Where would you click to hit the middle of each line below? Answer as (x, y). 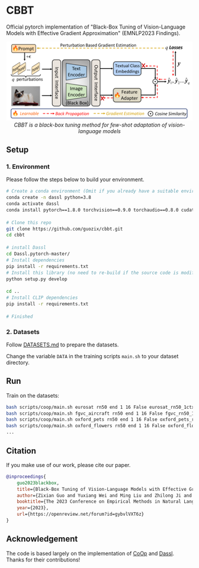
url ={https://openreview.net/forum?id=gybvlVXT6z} (81, 515)
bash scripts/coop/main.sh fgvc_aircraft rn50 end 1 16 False (84, 414)
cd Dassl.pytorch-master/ (38, 254)
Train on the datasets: (33, 395)
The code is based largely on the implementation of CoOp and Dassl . (90, 553)
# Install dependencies (36, 260)
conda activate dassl (33, 204)
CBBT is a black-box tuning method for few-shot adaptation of (90, 125)
